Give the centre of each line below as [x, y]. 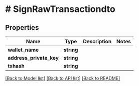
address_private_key [33, 58]
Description [97, 42]
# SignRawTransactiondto [60, 9]
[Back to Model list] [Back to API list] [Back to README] [63, 78]
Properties [22, 28]
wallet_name [23, 50]
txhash [16, 66]
